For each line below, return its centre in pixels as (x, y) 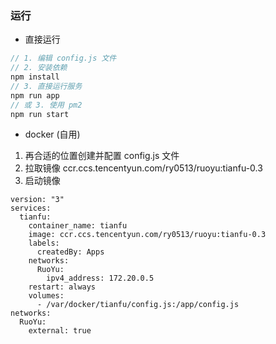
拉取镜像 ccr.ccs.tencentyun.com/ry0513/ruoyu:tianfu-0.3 (143, 168)
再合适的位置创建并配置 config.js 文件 (102, 156)
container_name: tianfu (78, 226)
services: (31, 208)
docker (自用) (52, 134)
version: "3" (37, 200)
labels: (44, 243)
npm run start (40, 114)
